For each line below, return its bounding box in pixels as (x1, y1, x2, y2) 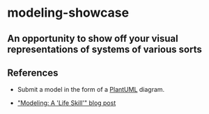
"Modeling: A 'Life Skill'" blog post (17, 99, 116, 107)
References (7, 67, 59, 79)
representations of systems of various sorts (7, 43, 202, 55)
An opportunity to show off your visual (7, 33, 179, 44)
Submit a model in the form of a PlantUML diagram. (17, 85, 165, 94)
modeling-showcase (7, 5, 130, 21)
